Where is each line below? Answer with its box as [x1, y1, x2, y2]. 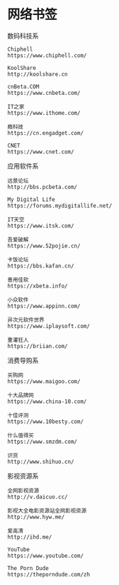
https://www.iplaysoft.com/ [7, 322, 91, 330]
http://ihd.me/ [7, 533, 52, 541]
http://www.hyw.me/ [7, 513, 65, 521]
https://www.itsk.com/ [7, 222, 74, 229]
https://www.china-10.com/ [7, 397, 87, 405]
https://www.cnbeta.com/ [7, 89, 81, 96]
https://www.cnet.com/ [7, 148, 74, 156]
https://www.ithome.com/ [7, 109, 81, 116]
